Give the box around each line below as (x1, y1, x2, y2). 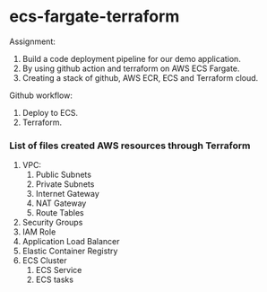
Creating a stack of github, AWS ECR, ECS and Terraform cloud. (22, 72, 259, 83)
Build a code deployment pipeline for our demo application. (22, 53, 242, 64)
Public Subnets (35, 169, 92, 181)
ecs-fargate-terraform (9, 6, 180, 27)
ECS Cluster (22, 255, 67, 266)
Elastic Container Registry (22, 245, 118, 257)
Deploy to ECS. (22, 107, 79, 118)
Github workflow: (9, 90, 73, 101)
